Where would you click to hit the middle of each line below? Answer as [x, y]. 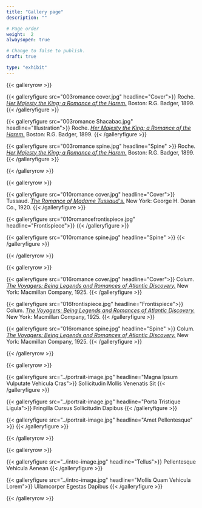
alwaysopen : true [28, 40]
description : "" [27, 18]
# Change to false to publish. [46, 51]
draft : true [21, 57]
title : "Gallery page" [35, 12]
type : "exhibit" [27, 68]
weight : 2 [20, 34]
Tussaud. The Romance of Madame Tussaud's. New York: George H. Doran [101, 201]
